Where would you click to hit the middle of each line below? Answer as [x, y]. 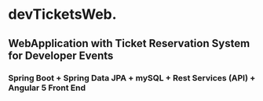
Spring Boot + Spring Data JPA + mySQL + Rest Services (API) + [132, 78]
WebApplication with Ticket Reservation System [129, 43]
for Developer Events [61, 55]
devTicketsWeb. [62, 14]
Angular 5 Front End [47, 88]
